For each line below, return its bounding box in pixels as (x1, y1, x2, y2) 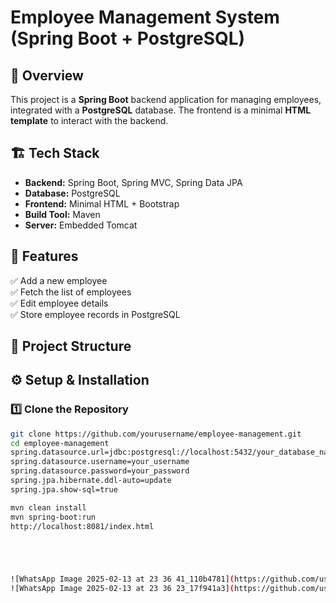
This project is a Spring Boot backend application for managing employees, (10, 94, 322, 105)
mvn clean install (10, 502, 87, 513)
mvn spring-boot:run (10, 512, 97, 522)
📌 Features (10, 248, 79, 265)
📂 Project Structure (10, 338, 132, 355)
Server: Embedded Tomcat (24, 219, 138, 231)
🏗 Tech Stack (10, 145, 100, 162)
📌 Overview (10, 67, 84, 84)
